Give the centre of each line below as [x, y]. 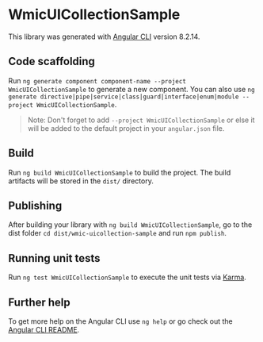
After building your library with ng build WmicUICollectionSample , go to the [130, 225]
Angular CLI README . [44, 330]
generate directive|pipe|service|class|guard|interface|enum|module [124, 97]
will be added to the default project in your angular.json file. [126, 128]
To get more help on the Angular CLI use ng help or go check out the [120, 321]
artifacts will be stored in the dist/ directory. [81, 181]
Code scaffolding [51, 61]
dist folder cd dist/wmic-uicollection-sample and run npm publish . [118, 233]
